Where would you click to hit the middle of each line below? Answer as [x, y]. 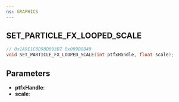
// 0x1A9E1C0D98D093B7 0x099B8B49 [49, 49]
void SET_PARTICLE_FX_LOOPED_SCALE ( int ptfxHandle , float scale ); [90, 55]
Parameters [28, 73]
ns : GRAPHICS [22, 12]
